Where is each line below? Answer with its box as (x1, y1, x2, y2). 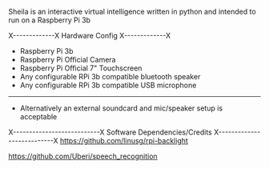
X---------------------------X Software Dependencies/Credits (8, 127, 212, 137)
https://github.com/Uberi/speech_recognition (8, 151, 158, 161)
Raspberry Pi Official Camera (19, 55, 116, 64)
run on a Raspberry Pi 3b (8, 15, 90, 25)
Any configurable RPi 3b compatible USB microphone (19, 80, 197, 90)
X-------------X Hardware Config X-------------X (8, 31, 171, 40)
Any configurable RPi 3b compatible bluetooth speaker (19, 72, 201, 81)
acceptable (19, 112, 58, 121)
